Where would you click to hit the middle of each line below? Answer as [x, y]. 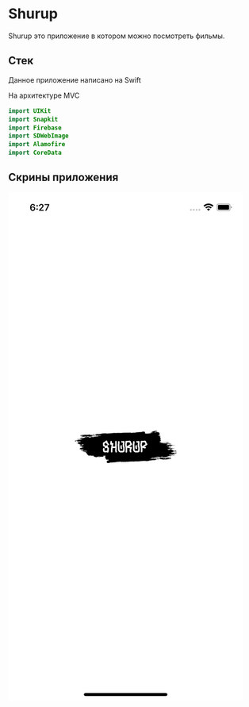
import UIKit [30, 111]
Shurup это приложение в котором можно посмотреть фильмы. [117, 36]
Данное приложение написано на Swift [75, 79]
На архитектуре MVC [44, 95]
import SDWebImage [38, 136]
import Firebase [35, 128]
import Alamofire [37, 145]
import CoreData [35, 153]
